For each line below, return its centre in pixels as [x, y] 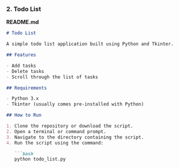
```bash [24, 154]
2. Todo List [24, 9]
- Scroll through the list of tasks [52, 77]
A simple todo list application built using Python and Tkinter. [90, 44]
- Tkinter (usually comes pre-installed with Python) [75, 104]
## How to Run [24, 115]
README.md [23, 22]
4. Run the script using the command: [55, 143]
